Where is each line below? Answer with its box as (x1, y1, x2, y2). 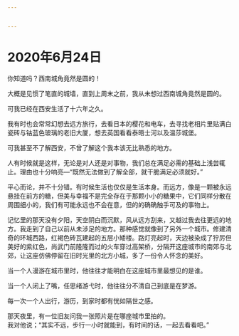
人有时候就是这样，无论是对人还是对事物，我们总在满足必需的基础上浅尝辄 (7, 158, 225, 167)
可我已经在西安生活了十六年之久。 (7, 104, 107, 112)
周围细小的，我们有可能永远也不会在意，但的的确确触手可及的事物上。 (7, 200, 213, 209)
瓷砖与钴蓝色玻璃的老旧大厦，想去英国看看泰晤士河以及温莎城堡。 (7, 128, 201, 137)
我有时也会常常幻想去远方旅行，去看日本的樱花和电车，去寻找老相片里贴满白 (7, 119, 232, 128)
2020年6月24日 (7, 49, 102, 65)
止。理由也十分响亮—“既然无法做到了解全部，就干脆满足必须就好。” (7, 167, 203, 176)
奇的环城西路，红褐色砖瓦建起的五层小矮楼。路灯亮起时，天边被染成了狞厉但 (7, 233, 232, 242)
